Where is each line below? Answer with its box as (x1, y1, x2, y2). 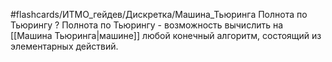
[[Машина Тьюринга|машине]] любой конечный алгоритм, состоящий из (10, 30, 322, 41)
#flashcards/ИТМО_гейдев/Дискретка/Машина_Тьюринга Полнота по (10, 9, 308, 20)
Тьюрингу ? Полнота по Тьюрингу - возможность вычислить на (10, 19, 284, 31)
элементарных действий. (10, 40, 119, 52)
